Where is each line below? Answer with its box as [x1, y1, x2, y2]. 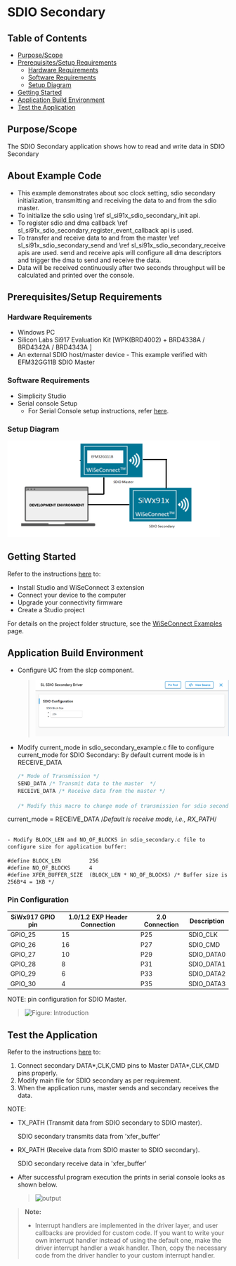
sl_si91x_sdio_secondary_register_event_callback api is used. [17, 226, 194, 234]
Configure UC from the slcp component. [17, 666, 134, 674]
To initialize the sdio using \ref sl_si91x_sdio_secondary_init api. [17, 211, 200, 219]
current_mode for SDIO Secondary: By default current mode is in [17, 751, 205, 759]
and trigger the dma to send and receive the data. [17, 256, 162, 264]
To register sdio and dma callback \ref [17, 219, 128, 227]
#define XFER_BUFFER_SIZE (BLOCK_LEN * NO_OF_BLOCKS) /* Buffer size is [7, 872, 228, 879]
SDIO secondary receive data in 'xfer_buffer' [17, 1159, 147, 1168]
